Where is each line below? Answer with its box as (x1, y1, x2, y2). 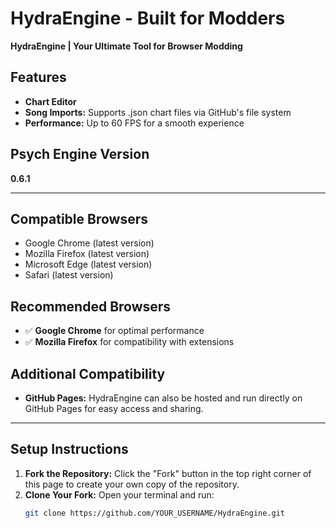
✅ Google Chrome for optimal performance (24, 325, 205, 337)
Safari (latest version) (24, 269, 114, 281)
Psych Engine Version (10, 146, 150, 163)
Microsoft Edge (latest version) (24, 258, 153, 271)
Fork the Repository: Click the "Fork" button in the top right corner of (24, 467, 312, 479)
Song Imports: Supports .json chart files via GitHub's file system (24, 106, 292, 118)
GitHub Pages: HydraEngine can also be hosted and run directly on (24, 392, 303, 404)
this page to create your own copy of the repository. (24, 478, 240, 490)
